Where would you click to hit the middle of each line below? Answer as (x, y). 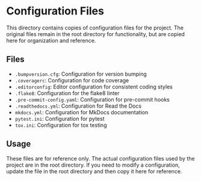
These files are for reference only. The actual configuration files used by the (100, 158)
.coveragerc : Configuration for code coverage (72, 80)
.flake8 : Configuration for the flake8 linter (67, 93)
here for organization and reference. (51, 40)
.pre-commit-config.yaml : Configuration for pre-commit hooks (92, 99)
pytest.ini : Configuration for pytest (60, 118)
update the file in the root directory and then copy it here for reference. (94, 171)
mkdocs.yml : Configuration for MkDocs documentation (82, 112)
